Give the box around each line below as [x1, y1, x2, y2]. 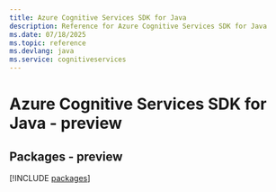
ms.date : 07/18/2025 [9, 30, 87, 39]
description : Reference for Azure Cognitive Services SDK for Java [9, 22, 268, 31]
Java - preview [9, 114, 123, 133]
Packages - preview [9, 149, 123, 164]
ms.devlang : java [9, 47, 75, 56]
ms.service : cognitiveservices [9, 55, 127, 64]
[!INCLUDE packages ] [9, 173, 91, 183]
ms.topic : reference [9, 38, 87, 48]
